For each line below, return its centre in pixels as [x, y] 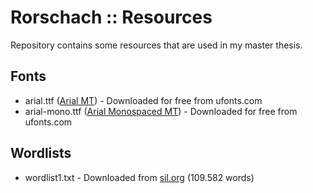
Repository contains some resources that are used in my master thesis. [156, 45]
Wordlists [41, 153]
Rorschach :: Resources [111, 17]
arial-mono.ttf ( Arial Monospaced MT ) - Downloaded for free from [161, 111]
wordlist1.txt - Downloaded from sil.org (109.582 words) [139, 177]
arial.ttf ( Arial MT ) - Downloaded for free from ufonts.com [143, 100]
